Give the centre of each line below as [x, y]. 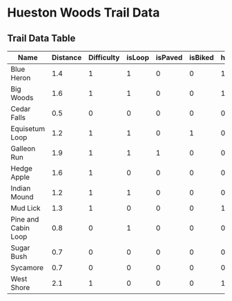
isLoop [138, 58]
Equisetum [28, 129]
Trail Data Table [41, 38]
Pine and [25, 219]
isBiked [201, 58]
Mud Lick [26, 208]
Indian [21, 188]
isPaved [169, 58]
